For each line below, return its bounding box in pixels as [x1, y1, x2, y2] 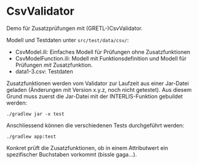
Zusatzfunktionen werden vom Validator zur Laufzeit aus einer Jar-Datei [6, 80, 189, 87]
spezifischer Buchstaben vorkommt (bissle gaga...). [6, 151, 137, 158]
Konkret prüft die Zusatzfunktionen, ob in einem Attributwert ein [6, 144, 168, 151]
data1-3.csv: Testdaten [15, 67, 74, 75]
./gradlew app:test [6, 133, 57, 140]
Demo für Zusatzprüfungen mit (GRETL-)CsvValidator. [6, 24, 143, 32]
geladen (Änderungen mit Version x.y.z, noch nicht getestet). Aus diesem [6, 86, 192, 93]
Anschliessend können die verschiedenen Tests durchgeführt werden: [6, 121, 184, 129]
